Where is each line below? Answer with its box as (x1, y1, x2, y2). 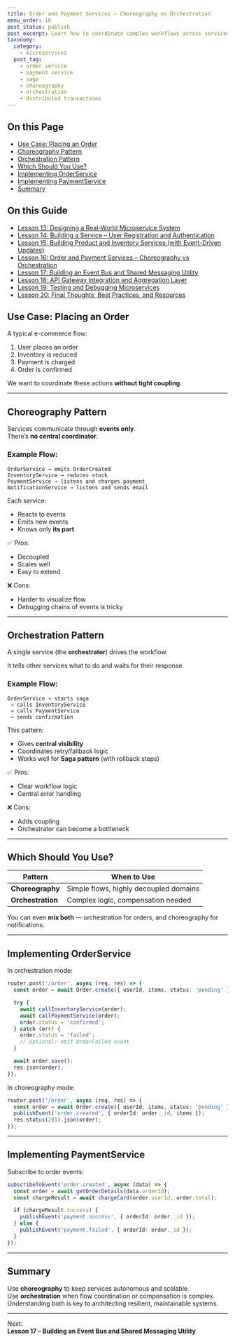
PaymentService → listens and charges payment (7, 478, 145, 485)
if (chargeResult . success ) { (13, 1207, 99, 1214)
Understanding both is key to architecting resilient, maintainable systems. (7, 1299, 219, 1308)
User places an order (17, 343, 78, 352)
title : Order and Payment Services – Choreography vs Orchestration (7, 10, 211, 18)
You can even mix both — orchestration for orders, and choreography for (7, 913, 219, 922)
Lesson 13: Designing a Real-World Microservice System (17, 223, 180, 232)
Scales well (17, 559, 50, 569)
